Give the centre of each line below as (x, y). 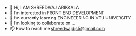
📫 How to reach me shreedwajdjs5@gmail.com (57, 28)
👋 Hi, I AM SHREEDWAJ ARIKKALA (44, 8)
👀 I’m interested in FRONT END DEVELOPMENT (57, 13)
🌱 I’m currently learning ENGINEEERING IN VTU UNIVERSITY (70, 18)
